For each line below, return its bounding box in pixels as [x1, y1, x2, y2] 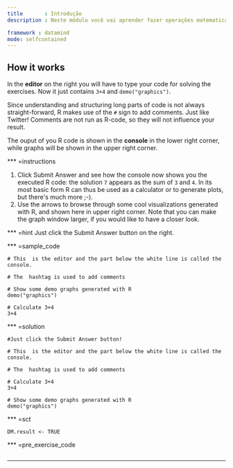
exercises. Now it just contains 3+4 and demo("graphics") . [7, 88, 171, 96]
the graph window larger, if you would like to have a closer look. [17, 215, 200, 223]
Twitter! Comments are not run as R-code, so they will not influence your [7, 115, 215, 124]
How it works [7, 61, 65, 73]
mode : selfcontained [7, 35, 67, 42]
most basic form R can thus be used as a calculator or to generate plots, [17, 186, 224, 194]
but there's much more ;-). [17, 193, 94, 202]
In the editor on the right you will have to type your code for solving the [7, 80, 212, 88]
